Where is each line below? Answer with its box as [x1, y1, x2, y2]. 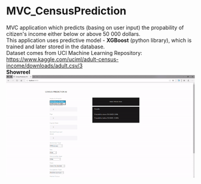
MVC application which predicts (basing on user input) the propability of [6, 24, 184, 31]
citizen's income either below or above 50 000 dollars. [6, 30, 141, 37]
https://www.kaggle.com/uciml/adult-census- [6, 56, 119, 63]
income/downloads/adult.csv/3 [6, 62, 83, 69]
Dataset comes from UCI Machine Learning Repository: [6, 49, 142, 56]
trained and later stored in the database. [6, 43, 105, 50]
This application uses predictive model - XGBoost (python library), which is [6, 36, 192, 44]
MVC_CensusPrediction [6, 4, 127, 18]
